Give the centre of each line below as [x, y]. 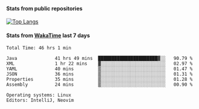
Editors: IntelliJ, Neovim [40, 101]
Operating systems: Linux [39, 95]
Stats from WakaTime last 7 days [48, 35]
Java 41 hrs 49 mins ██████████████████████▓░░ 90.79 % [99, 59]
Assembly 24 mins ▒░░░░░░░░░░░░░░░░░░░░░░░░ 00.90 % [99, 85]
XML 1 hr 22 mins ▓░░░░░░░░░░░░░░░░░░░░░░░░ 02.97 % [99, 64]
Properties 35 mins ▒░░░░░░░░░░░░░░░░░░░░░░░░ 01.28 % [99, 80]
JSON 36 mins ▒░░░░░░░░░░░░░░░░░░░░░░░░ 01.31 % [99, 74]
